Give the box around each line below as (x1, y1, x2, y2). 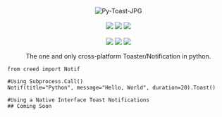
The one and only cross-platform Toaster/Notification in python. (25, 52, 211, 60)
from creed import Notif (7, 66, 80, 73)
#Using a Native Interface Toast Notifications (7, 97, 150, 104)
